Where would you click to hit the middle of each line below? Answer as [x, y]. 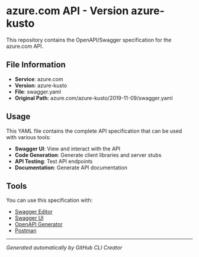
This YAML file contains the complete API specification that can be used [94, 131]
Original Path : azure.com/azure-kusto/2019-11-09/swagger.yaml [94, 98]
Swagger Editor [34, 212]
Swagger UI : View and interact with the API [68, 149]
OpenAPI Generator [39, 224]
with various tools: [29, 137]
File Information [36, 65]
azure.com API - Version [68, 11]
